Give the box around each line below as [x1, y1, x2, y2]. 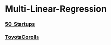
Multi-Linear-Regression [5, 3, 107, 15]
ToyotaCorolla [5, 34, 39, 41]
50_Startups [5, 21, 35, 28]
